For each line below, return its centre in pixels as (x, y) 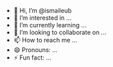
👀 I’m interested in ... (42, 18)
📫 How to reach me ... (45, 40)
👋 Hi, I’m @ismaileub (42, 11)
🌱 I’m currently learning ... (50, 25)
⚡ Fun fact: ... (32, 57)
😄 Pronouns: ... (36, 50)
